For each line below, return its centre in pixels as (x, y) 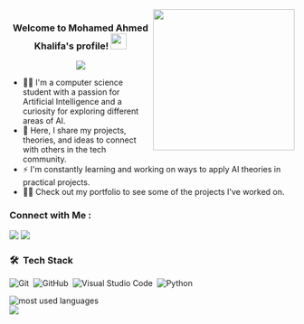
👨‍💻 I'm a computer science (73, 83)
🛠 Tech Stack (42, 260)
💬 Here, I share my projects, (74, 131)
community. (44, 159)
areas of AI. (44, 121)
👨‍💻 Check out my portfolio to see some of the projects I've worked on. (153, 192)
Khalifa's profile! (71, 46)
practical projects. (56, 182)
